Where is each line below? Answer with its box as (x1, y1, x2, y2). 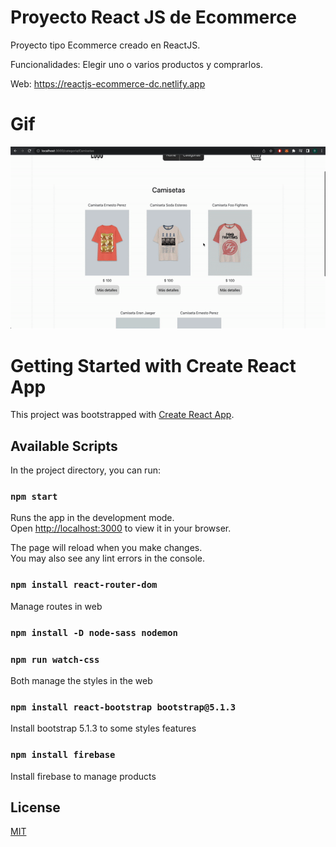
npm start (10, 491, 58, 503)
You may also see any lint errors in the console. (10, 552, 205, 565)
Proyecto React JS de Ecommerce (10, 6, 298, 29)
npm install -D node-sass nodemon (10, 627, 178, 638)
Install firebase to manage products (10, 770, 157, 782)
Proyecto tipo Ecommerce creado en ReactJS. (10, 39, 201, 51)
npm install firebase (10, 749, 116, 761)
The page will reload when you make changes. (10, 542, 203, 554)
